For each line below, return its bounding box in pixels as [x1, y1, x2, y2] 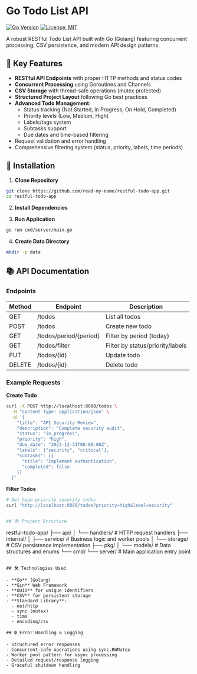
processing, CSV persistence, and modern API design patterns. [6, 41, 160, 49]
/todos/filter [37, 341, 70, 349]
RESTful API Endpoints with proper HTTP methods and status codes [14, 74, 182, 81]
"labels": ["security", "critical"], [17, 447, 110, 454]
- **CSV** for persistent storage [6, 592, 91, 599]
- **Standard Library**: [6, 598, 67, 604]
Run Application [14, 216, 55, 223]
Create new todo [105, 322, 152, 330]
